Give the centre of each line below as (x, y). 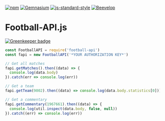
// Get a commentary (26, 99)
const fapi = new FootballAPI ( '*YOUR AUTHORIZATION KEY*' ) (67, 55)
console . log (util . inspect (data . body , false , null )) (64, 109)
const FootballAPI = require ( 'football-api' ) (52, 50)
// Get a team (20, 86)
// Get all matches (25, 63)
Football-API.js (36, 28)
